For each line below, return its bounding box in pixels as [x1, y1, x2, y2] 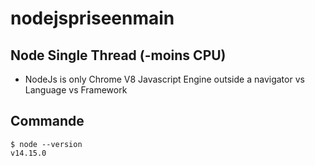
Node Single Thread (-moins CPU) [10, 47, 227, 64]
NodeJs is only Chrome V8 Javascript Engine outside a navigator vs [24, 73, 305, 85]
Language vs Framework [24, 84, 128, 96]
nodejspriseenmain [10, 7, 175, 30]
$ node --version [10, 139, 83, 149]
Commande [10, 113, 85, 130]
